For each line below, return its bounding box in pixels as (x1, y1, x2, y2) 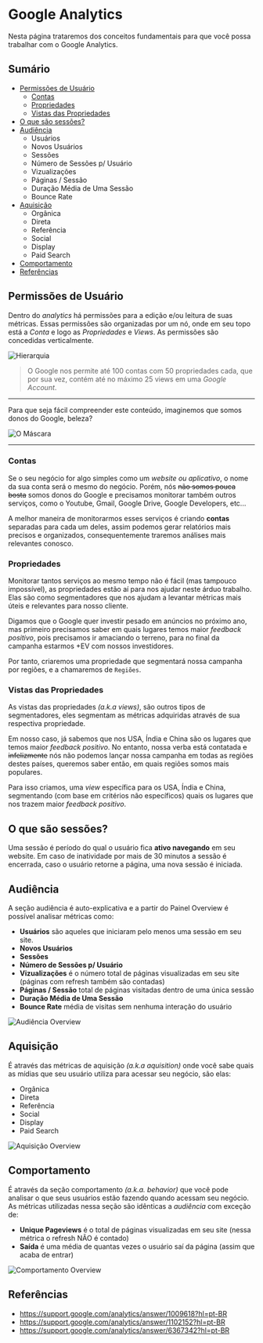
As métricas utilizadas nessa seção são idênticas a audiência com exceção (8, 1201, 251, 1210)
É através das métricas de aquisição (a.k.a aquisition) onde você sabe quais (8, 1060, 254, 1070)
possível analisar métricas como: (8, 912, 114, 921)
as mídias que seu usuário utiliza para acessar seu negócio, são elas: (8, 1069, 232, 1078)
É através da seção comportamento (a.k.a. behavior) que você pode (8, 1184, 229, 1194)
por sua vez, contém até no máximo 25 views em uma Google (27, 374, 227, 384)
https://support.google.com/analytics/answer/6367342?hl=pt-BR (19, 1325, 230, 1335)
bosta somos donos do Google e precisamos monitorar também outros (8, 490, 236, 499)
